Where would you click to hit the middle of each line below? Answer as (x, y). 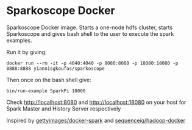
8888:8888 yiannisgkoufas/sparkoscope (55, 68)
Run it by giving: (27, 52)
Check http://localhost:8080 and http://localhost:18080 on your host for (96, 102)
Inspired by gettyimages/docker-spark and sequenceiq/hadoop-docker (96, 120)
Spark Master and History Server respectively (64, 108)
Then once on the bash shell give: (49, 80)
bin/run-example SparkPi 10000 (46, 91)
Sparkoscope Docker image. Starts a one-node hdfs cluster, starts (90, 27)
